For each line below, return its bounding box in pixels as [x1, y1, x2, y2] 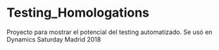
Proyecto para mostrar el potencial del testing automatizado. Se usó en [6, 28, 213, 36]
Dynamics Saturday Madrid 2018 [6, 35, 101, 43]
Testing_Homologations [6, 5, 149, 21]
